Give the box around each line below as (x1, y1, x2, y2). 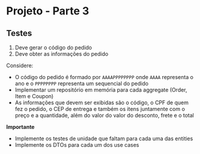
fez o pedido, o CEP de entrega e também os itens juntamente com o (14, 105, 186, 112)
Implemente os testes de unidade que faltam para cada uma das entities (14, 135, 193, 142)
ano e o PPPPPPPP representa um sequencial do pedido (14, 80, 149, 87)
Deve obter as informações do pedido (14, 50, 109, 58)
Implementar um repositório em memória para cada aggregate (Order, (14, 86, 187, 93)
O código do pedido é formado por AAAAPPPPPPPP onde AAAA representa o (14, 74, 193, 80)
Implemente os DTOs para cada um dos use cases (14, 141, 140, 148)
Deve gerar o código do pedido (14, 44, 92, 51)
